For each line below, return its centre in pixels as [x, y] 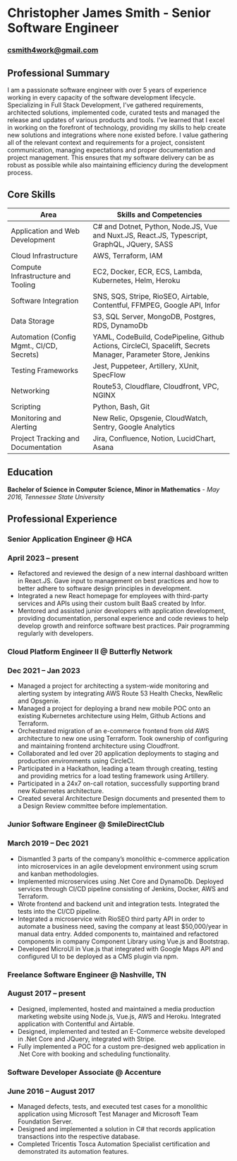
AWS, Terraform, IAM [128, 256]
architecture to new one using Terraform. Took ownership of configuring [123, 739]
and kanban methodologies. [58, 874]
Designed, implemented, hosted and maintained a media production [116, 1008]
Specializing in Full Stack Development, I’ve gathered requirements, [105, 105]
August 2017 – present [47, 994]
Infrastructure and [41, 275]
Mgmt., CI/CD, [34, 345]
